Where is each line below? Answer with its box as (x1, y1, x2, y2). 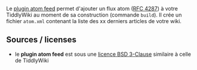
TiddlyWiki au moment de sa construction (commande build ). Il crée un (6, 11, 182, 18)
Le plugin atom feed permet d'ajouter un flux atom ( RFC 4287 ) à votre (6, 5, 178, 12)
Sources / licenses (6, 35, 76, 45)
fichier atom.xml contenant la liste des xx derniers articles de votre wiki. (6, 18, 182, 24)
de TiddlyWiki (14, 56, 49, 64)
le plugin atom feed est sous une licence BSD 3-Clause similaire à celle (14, 50, 191, 58)
